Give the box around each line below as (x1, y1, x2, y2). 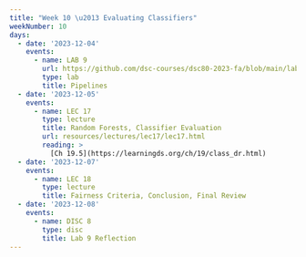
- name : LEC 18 (33, 174, 92, 183)
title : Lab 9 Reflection (42, 233, 137, 242)
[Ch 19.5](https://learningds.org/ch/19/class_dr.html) (49, 149, 267, 158)
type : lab (42, 73, 79, 82)
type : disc (42, 225, 84, 234)
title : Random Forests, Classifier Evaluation (42, 124, 222, 133)
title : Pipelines (42, 81, 107, 90)
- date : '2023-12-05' (17, 89, 100, 98)
